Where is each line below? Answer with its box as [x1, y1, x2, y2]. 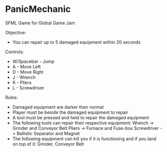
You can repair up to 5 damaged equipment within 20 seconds [12, 39, 141, 45]
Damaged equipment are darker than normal [12, 104, 104, 110]
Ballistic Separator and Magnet [16, 130, 80, 136]
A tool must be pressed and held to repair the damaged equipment [12, 114, 150, 120]
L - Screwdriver [12, 84, 45, 90]
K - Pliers [12, 79, 32, 85]
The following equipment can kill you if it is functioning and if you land [12, 136, 157, 142]
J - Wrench [12, 74, 36, 80]
